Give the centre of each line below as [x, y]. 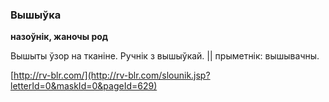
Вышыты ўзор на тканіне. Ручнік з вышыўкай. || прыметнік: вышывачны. [165, 56]
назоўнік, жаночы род [59, 37]
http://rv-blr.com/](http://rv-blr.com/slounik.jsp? [112, 75]
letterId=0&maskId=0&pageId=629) [84, 86]
